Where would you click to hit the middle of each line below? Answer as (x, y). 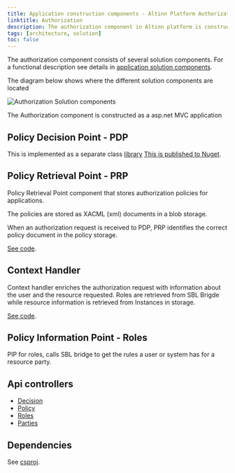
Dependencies (40, 445)
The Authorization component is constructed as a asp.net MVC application (115, 115)
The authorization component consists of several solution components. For (115, 59)
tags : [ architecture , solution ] (54, 33)
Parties (28, 423)
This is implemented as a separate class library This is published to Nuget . (114, 154)
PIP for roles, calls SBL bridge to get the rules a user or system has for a (111, 355)
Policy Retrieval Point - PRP (68, 176)
